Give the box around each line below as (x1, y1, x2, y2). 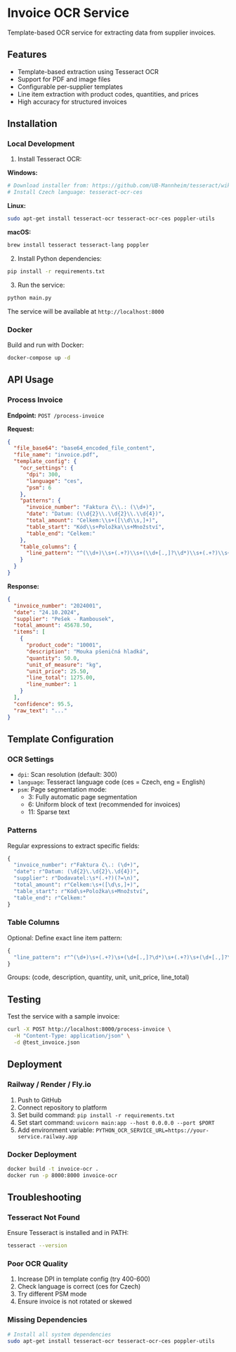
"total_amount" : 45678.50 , (13, 622, 93, 629)
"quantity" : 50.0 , (25, 654, 80, 662)
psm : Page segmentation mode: (17, 785, 107, 794)
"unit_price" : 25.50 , (25, 668, 90, 675)
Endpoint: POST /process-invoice (7, 411, 105, 419)
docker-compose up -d (7, 354, 71, 361)
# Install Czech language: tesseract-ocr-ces (7, 189, 143, 196)
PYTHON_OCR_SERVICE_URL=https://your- (96, 1126, 209, 1134)
